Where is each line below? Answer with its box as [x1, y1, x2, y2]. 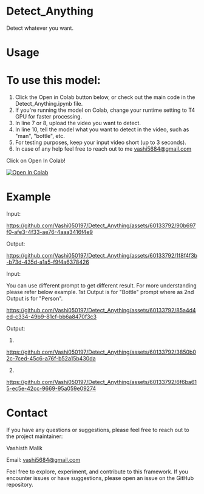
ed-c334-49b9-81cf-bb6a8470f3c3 [6, 313, 97, 320]
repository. [6, 481, 33, 488]
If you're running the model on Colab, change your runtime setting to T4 [15, 106, 195, 114]
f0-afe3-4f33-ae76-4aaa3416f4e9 [6, 228, 93, 235]
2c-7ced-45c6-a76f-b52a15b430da [6, 355, 96, 362]
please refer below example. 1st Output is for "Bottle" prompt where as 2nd [6, 289, 194, 295]
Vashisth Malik [6, 444, 43, 451]
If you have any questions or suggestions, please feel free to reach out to [6, 426, 189, 433]
